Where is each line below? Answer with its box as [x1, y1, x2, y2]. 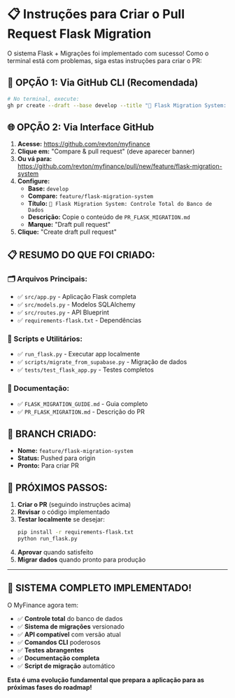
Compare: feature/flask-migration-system [27, 192, 154, 200]
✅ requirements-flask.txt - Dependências [17, 316, 142, 324]
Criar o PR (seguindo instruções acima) [17, 501, 131, 509]
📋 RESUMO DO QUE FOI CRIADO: [7, 249, 155, 260]
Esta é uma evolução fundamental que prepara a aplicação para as [7, 676, 205, 684]
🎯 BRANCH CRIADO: [7, 428, 97, 440]
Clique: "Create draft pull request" [17, 228, 117, 236]
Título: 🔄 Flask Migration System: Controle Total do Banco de [27, 200, 212, 208]
